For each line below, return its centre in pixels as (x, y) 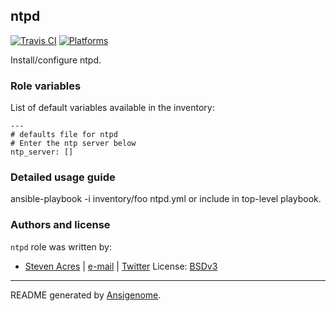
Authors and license (60, 225)
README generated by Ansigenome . (86, 295)
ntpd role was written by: (61, 246)
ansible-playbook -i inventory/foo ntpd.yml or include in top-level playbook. (166, 199)
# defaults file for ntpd (64, 135)
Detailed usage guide (63, 177)
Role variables (46, 86)
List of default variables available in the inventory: (112, 108)
